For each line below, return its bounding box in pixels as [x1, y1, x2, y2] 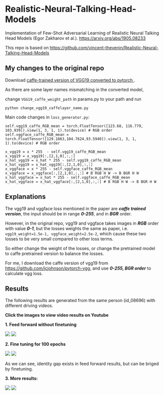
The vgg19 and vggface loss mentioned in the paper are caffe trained [5, 206, 146, 211]
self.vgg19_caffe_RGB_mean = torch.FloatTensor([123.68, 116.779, [5, 123, 143, 128]
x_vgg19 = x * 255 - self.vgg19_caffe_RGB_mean [5, 149, 106, 154]
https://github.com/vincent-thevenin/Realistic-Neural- [49, 45, 159, 50]
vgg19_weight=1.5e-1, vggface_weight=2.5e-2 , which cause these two [5, 231, 146, 236]
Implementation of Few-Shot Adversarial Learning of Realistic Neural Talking [5, 30, 159, 36]
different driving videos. [5, 302, 53, 309]
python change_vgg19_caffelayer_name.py [5, 105, 89, 111]
